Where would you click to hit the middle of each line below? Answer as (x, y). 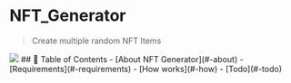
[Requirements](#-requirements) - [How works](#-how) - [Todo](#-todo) (146, 69)
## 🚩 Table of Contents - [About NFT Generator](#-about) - (132, 59)
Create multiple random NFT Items (96, 41)
